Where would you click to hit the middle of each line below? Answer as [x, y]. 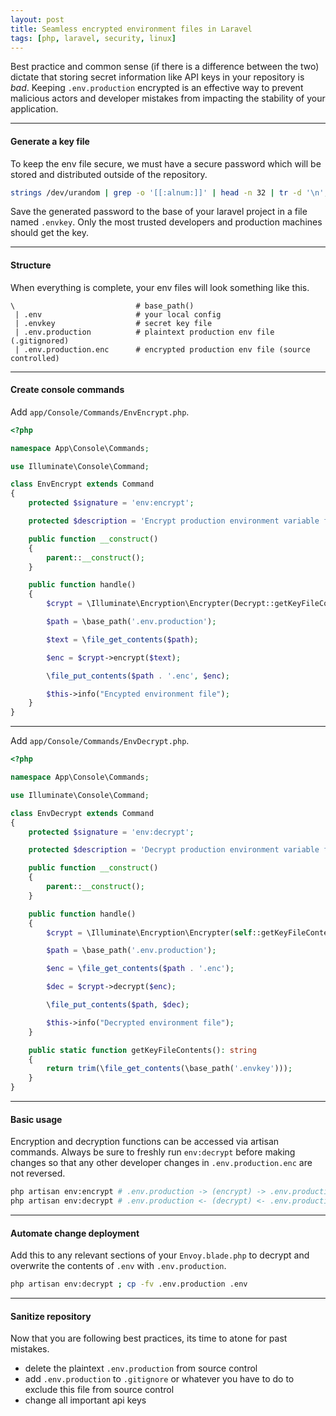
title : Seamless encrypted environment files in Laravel [131, 29]
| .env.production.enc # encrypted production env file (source [162, 349]
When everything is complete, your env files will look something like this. [160, 287]
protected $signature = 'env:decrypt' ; [111, 832]
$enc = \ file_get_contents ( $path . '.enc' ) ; [140, 969]
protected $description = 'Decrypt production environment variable [174, 850]
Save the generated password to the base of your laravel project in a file [159, 212]
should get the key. [50, 233]
